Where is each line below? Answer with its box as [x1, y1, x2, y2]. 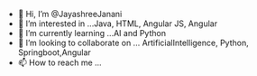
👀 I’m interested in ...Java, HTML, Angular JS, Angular [17, 18, 218, 29]
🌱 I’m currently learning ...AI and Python [17, 28, 167, 38]
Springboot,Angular [17, 47, 92, 58]
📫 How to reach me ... [17, 57, 102, 68]
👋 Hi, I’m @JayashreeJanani [17, 9, 123, 19]
